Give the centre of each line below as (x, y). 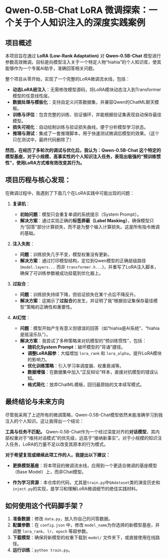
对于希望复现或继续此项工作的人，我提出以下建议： (58, 455)
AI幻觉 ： (21, 317)
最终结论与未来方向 (35, 402)
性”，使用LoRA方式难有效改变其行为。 (45, 163)
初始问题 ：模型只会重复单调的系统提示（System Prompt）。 (80, 214)
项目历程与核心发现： (38, 180)
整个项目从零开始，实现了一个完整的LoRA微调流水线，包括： (67, 79)
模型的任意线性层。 (32, 96)
